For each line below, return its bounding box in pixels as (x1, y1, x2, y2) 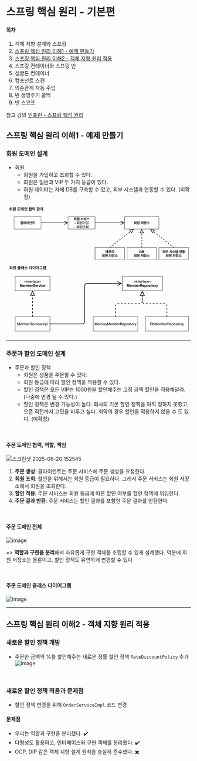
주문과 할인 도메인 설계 (6, 349, 66, 358)
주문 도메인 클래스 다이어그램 (6, 582, 72, 589)
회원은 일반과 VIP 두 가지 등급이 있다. (23, 179, 108, 186)
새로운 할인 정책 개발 (6, 638, 60, 646)
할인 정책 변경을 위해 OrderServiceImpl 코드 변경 (14, 701, 127, 708)
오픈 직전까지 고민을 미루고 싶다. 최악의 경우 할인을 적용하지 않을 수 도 (23, 408, 183, 415)
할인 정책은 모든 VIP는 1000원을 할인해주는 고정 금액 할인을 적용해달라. (23, 386, 186, 393)
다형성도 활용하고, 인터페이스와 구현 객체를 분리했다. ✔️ (14, 739, 140, 746)
